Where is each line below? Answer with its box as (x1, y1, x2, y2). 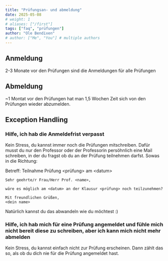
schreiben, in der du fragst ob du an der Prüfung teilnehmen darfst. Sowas (5, 153, 160, 159)
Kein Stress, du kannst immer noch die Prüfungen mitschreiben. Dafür (5, 142, 150, 148)
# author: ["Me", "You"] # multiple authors (5, 36, 100, 41)
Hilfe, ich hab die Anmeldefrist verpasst (5, 130, 105, 138)
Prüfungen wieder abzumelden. (5, 101, 71, 107)
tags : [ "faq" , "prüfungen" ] (5, 26, 64, 31)
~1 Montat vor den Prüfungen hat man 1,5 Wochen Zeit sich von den (5, 95, 146, 101)
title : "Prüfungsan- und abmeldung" (5, 7, 82, 13)
